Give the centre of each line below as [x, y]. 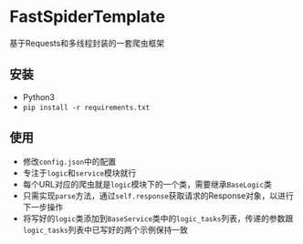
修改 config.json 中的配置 [69, 161]
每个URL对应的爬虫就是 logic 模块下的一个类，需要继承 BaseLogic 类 [147, 184]
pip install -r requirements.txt [86, 107]
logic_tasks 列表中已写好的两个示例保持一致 [105, 229]
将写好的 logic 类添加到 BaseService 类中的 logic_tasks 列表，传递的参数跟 [158, 218]
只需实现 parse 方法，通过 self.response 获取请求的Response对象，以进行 [158, 195]
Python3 [38, 97]
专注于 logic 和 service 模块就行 [79, 173]
